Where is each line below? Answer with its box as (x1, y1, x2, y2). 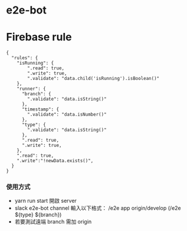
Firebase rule (6, 31, 72, 44)
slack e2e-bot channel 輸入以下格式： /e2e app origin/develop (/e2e (14, 205, 181, 212)
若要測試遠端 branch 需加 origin (14, 218, 92, 225)
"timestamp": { (21, 106, 60, 112)
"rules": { (11, 55, 38, 61)
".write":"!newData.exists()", (17, 158, 94, 164)
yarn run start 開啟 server (14, 197, 77, 205)
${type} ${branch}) (14, 211, 62, 218)
